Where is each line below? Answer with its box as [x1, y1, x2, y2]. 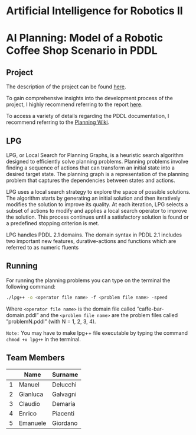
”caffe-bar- [136, 305, 164, 312]
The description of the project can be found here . [6, 83, 126, 90]
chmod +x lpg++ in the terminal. [6, 335, 81, 343]
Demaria [52, 399, 76, 408]
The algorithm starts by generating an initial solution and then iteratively [6, 194, 181, 201]
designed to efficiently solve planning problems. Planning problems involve [6, 158, 189, 165]
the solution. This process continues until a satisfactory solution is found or [6, 213, 189, 220]
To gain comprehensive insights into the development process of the [6, 95, 173, 102]
